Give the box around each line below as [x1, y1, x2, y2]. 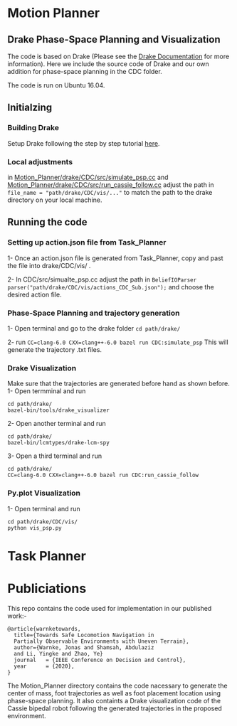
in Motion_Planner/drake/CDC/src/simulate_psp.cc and [7, 173, 169, 181]
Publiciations [7, 580, 87, 597]
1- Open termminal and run [7, 387, 86, 395]
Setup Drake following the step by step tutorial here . [7, 139, 160, 147]
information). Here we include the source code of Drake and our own [7, 60, 209, 68]
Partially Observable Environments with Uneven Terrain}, [14, 638, 190, 645]
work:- [7, 612, 27, 620]
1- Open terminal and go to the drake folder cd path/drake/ [7, 324, 181, 332]
